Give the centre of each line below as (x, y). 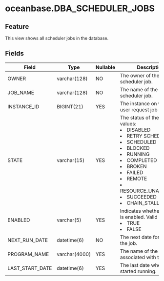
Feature (17, 27)
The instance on (138, 103)
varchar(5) (69, 220)
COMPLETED (142, 160)
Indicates (131, 211)
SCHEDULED (142, 142)
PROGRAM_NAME (28, 254)
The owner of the (140, 75)
